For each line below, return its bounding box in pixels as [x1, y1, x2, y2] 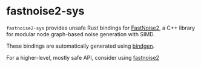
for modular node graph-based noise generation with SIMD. [6, 30, 156, 37]
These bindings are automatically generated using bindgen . [6, 42, 155, 49]
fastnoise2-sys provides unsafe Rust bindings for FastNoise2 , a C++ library [6, 24, 196, 31]
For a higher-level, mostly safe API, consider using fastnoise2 [6, 54, 159, 61]
